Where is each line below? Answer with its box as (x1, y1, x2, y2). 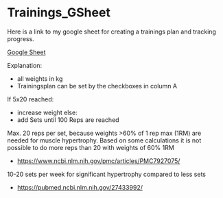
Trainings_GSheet (7, 5, 111, 21)
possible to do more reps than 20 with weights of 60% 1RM (7, 143, 175, 151)
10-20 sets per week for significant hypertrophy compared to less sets (7, 170, 206, 178)
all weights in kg (16, 74, 63, 83)
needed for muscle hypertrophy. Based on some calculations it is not (7, 136, 202, 145)
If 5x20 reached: (7, 95, 54, 103)
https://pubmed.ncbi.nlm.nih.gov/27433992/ (16, 183, 143, 191)
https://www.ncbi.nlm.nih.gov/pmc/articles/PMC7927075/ (16, 156, 180, 165)
